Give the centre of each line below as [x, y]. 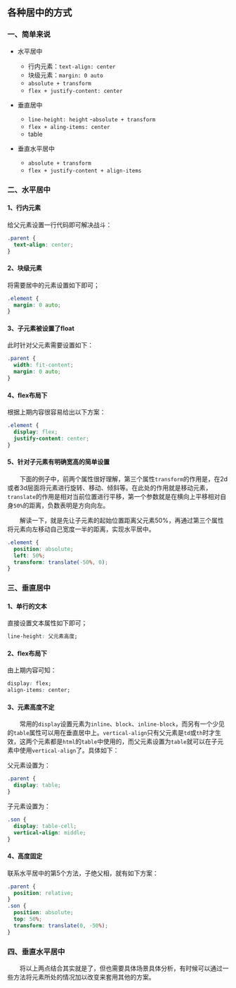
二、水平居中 [29, 190]
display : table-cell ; [45, 826]
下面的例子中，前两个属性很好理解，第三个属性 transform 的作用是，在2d [124, 478]
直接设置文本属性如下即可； [47, 623]
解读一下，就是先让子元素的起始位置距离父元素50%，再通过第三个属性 [122, 520]
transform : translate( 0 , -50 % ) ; [61, 925]
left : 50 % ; [29, 555]
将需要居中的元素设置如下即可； [53, 285]
